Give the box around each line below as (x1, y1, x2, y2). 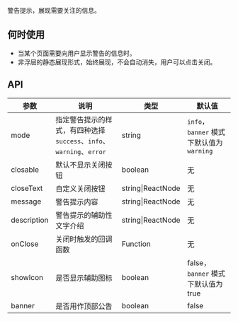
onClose (11, 239, 39, 249)
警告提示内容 (55, 197, 98, 206)
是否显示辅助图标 (55, 273, 113, 283)
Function (121, 239, 151, 249)
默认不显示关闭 (55, 160, 106, 170)
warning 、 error (55, 146, 106, 156)
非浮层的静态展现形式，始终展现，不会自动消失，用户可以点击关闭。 (17, 57, 217, 66)
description (11, 215, 49, 225)
